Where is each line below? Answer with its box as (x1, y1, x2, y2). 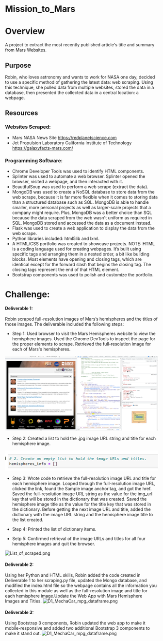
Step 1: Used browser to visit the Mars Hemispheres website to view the (12, 330, 156, 337)
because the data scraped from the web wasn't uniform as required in (12, 214, 152, 220)
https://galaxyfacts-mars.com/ (12, 145, 74, 151)
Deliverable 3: (5, 609, 34, 615)
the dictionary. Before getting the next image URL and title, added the (12, 506, 151, 512)
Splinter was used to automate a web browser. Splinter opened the (12, 173, 146, 179)
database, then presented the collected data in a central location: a (5, 89, 139, 96)
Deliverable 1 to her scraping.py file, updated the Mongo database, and (5, 578, 147, 583)
